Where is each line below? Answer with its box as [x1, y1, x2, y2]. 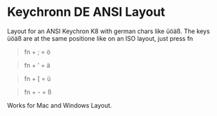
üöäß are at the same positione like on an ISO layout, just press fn [7, 34, 194, 42]
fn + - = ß [23, 88, 52, 96]
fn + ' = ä [23, 61, 50, 69]
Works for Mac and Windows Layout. [7, 101, 112, 109]
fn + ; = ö [23, 48, 51, 56]
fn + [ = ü [23, 74, 51, 83]
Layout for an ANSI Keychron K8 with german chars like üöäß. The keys [7, 27, 210, 35]
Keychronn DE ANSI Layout [7, 4, 165, 20]
